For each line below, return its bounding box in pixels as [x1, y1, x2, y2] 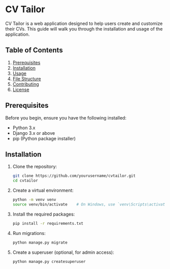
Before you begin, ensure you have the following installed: [5, 114, 127, 121]
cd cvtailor [12, 178, 38, 184]
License [12, 86, 29, 93]
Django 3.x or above [12, 130, 55, 136]
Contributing [12, 81, 39, 87]
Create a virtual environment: [12, 187, 74, 194]
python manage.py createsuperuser [12, 259, 86, 264]
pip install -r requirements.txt [12, 221, 84, 226]
